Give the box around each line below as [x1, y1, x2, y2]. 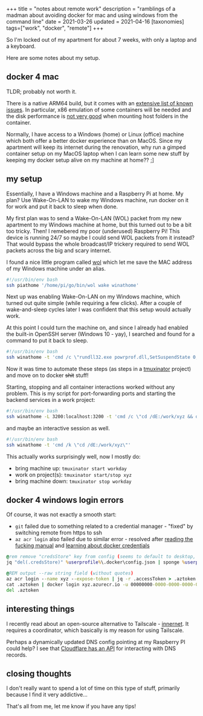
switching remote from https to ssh [14, 529, 103, 536]
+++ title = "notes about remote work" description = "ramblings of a [6, 5, 176, 12]
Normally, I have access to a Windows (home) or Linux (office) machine [6, 130, 184, 138]
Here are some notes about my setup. [6, 54, 100, 61]
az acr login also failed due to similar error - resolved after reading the [14, 536, 193, 543]
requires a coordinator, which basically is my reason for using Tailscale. [6, 626, 184, 634]
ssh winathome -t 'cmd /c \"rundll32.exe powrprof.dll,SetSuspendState [6, 354, 190, 361]
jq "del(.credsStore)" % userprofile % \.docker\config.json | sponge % [6, 559, 185, 565]
